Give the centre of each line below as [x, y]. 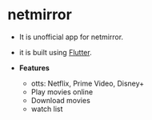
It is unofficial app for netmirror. [71, 37]
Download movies [61, 100]
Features [34, 68]
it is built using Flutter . [56, 52]
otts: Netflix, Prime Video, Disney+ [88, 83]
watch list [47, 109]
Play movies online [62, 92]
